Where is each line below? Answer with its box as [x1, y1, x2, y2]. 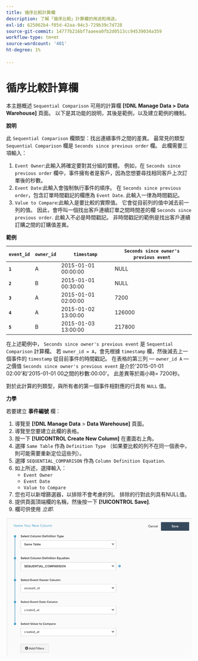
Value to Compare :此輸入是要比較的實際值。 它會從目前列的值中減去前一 [14, 199, 190, 206]
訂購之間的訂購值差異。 [14, 221, 72, 228]
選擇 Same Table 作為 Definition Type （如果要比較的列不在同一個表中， [14, 442, 190, 449]
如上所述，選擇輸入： [14, 465, 67, 472]
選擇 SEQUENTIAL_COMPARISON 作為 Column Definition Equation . [14, 457, 166, 464]
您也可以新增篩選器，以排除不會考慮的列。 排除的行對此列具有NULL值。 [14, 491, 190, 498]
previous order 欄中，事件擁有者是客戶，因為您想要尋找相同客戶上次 [14, 169, 183, 176]
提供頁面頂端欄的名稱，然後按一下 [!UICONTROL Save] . [14, 498, 151, 505]
